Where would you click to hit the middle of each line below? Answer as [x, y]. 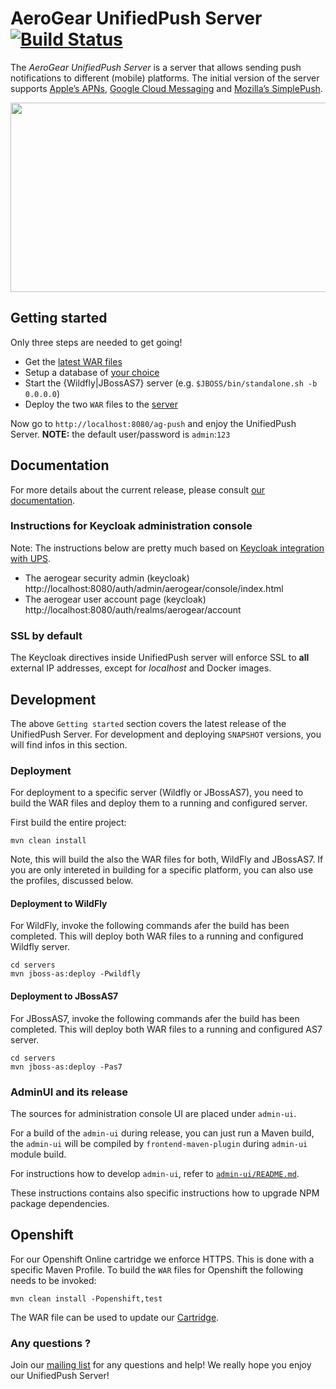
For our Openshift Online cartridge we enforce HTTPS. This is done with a [162, 1259]
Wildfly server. [40, 947]
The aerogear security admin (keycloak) [107, 578]
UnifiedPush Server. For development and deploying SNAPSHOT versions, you [166, 734]
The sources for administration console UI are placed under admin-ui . [153, 1113]
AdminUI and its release [69, 1092]
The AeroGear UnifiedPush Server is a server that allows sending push [156, 67]
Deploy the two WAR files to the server [101, 404]
